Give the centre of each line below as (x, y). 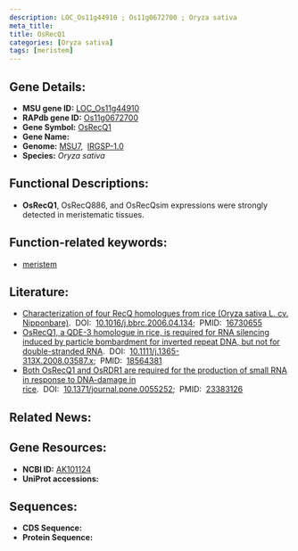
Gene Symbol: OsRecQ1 (66, 127)
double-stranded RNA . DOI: (74, 351)
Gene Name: (46, 136)
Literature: (39, 292)
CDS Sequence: (52, 528)
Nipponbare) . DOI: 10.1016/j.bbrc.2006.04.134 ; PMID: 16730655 (142, 323)
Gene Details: (48, 87)
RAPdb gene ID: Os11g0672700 (80, 118)
